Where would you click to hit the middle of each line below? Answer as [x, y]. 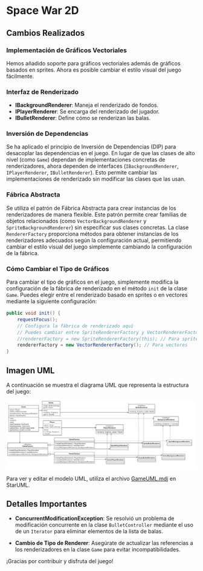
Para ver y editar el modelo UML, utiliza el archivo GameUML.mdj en [91, 478]
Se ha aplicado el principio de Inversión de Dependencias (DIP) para [91, 147]
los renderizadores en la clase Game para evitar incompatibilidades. [98, 550]
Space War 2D [43, 11]
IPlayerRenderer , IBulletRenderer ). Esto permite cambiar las [82, 173]
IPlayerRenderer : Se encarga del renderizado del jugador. [87, 112]
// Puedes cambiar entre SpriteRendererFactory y [81, 332]
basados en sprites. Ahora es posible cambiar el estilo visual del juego [94, 70]
